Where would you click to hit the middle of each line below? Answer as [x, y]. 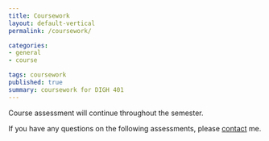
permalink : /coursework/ [50, 31]
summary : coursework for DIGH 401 [66, 89]
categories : [28, 45]
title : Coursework [39, 16]
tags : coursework [37, 75]
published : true [35, 82]
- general [25, 53]
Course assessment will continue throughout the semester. [106, 113]
